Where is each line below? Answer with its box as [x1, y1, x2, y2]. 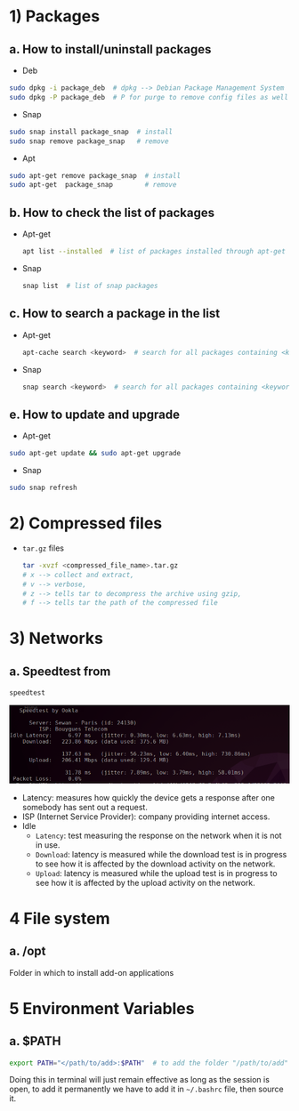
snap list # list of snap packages [21, 281, 158, 290]
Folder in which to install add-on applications [9, 967, 174, 978]
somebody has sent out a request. [21, 801, 149, 812]
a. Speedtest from [9, 664, 111, 679]
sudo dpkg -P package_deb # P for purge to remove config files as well [9, 93, 289, 101]
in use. [35, 839, 61, 850]
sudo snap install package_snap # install [9, 127, 174, 136]
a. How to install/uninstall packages [9, 42, 212, 57]
